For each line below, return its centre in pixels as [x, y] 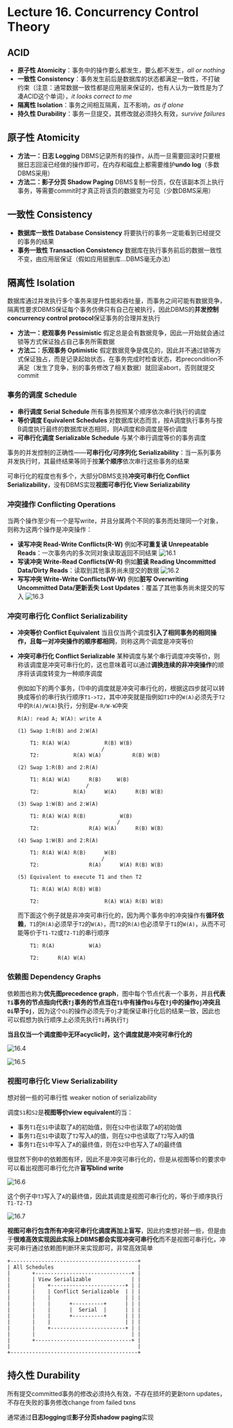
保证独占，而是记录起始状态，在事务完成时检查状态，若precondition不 [123, 359]
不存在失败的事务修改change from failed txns [72, 1402]
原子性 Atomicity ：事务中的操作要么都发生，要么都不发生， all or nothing [121, 70]
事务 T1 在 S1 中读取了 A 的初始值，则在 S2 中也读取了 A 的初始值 [100, 1127]
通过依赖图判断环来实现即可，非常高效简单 [92, 1248]
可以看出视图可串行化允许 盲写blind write [66, 1168]
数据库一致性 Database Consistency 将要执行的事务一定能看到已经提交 [119, 232]
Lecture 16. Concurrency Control [103, 12]
